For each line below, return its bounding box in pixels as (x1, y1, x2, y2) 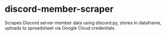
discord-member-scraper (5, 3, 114, 15)
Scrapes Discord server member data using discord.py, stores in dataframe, (5, 20, 161, 26)
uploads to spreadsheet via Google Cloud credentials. (5, 25, 116, 31)
